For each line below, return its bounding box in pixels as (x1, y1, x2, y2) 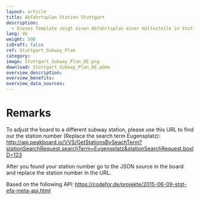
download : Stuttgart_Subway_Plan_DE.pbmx (6, 64, 111, 70)
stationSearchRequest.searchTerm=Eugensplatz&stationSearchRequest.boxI (6, 145, 194, 152)
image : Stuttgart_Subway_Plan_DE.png (6, 58, 100, 64)
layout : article (6, 8, 46, 15)
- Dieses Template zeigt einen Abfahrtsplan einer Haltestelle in (11, 25, 180, 32)
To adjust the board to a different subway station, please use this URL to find (6, 126, 194, 133)
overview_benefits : (6, 75, 55, 81)
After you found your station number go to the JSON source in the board (6, 162, 184, 170)
